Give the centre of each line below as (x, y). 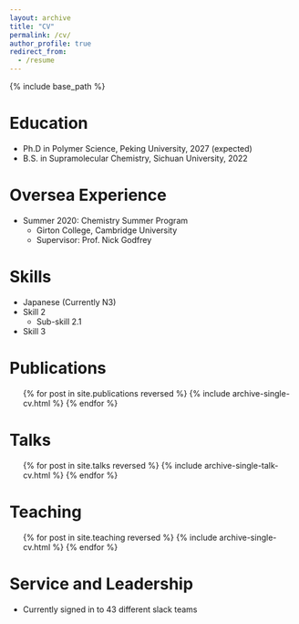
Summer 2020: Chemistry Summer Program (105, 220)
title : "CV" (32, 26)
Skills (31, 277)
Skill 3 (34, 331)
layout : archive (40, 18)
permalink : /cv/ (40, 35)
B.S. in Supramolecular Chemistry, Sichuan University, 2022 (135, 158)
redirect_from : (38, 52)
